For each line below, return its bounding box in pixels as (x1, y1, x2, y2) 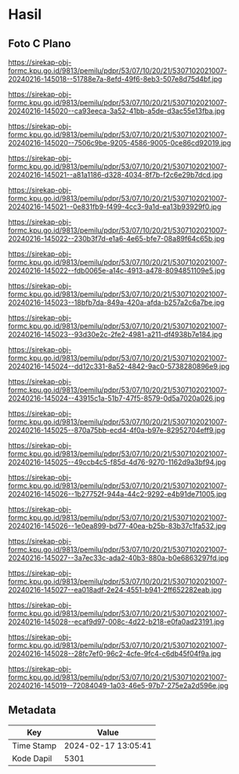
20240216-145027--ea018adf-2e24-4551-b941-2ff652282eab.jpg (8, 585, 222, 594)
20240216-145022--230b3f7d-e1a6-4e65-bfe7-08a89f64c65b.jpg (8, 234, 225, 243)
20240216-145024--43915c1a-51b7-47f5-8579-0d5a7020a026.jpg (8, 394, 226, 402)
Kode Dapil (12, 753, 53, 764)
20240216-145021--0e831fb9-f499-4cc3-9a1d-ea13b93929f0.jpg (8, 202, 222, 211)
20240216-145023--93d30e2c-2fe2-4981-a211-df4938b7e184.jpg (8, 330, 223, 339)
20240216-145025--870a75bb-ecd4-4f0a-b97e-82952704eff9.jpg (8, 426, 226, 435)
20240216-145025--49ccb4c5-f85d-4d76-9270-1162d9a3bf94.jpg (8, 457, 226, 467)
